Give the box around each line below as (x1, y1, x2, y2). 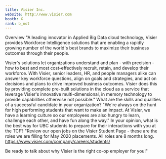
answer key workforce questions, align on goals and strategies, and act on (5, 76, 157, 81)
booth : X (5, 16, 23, 21)
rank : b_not (5, 21, 30, 26)
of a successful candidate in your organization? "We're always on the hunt (5, 102, 157, 108)
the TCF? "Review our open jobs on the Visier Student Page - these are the (5, 128, 158, 134)
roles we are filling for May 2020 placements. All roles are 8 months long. (5, 133, 154, 139)
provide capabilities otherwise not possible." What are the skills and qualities (5, 97, 161, 103)
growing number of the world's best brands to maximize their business (5, 45, 149, 51)
